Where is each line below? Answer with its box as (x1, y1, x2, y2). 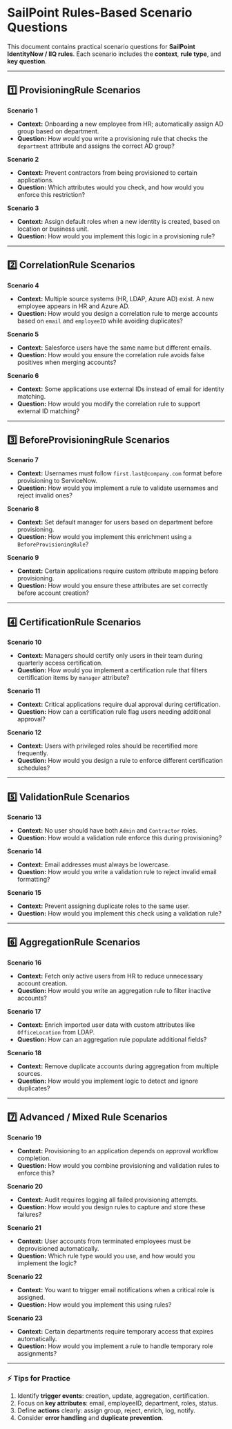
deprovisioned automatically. (17, 1244, 99, 1252)
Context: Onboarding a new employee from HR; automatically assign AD (17, 120, 224, 128)
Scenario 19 (7, 1133, 42, 1142)
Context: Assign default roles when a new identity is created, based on (17, 217, 220, 225)
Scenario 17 (7, 1007, 41, 1015)
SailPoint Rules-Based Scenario (7, 5, 193, 21)
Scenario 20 (7, 1182, 43, 1190)
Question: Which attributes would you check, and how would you (17, 183, 204, 191)
